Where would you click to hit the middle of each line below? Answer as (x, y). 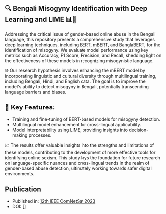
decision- (139, 130)
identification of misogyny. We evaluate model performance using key (77, 50)
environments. (20, 173)
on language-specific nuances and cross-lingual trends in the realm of (77, 163)
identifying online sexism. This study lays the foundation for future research (83, 158)
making (20, 135)
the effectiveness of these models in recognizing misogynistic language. (79, 60)
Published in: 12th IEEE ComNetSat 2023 (54, 201)
